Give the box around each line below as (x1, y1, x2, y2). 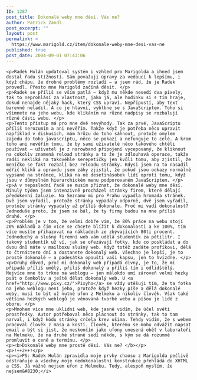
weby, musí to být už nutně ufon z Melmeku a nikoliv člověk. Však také (6, 290, 189, 297)
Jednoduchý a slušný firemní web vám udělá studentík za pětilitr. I (6, 234, 181, 240)
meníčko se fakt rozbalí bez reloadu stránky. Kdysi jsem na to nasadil (6, 162, 189, 168)
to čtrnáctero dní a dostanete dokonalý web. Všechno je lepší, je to (6, 249, 183, 255)
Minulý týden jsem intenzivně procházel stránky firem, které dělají (6, 187, 181, 194)
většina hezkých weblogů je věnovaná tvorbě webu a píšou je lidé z (6, 296, 178, 302)
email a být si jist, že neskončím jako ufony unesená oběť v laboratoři (6, 327, 192, 333)
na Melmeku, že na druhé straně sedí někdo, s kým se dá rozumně (6, 332, 170, 338)
